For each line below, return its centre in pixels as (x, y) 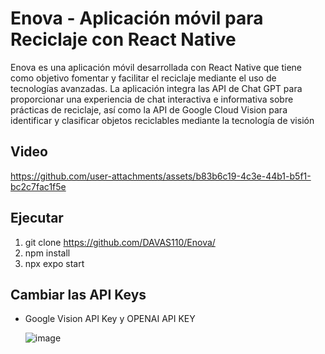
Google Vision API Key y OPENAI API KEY (110, 319)
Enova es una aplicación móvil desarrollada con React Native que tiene (156, 67)
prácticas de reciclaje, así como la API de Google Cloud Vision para (149, 109)
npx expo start (54, 263)
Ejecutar (37, 218)
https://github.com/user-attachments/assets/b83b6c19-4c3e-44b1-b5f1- (161, 176)
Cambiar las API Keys (78, 294)
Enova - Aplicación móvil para (137, 18)
